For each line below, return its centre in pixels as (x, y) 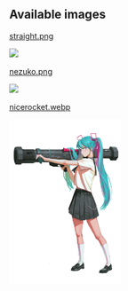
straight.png (32, 35)
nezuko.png (31, 71)
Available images (58, 15)
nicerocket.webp (40, 106)
